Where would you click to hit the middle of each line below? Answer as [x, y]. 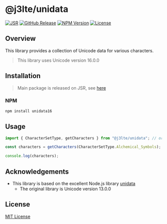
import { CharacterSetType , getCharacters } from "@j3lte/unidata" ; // [81, 138]
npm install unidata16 [29, 111]
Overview [21, 39]
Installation [23, 76]
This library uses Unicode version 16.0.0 [58, 60]
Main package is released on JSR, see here [62, 88]
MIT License [18, 216]
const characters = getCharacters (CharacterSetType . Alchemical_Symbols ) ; [83, 147]
